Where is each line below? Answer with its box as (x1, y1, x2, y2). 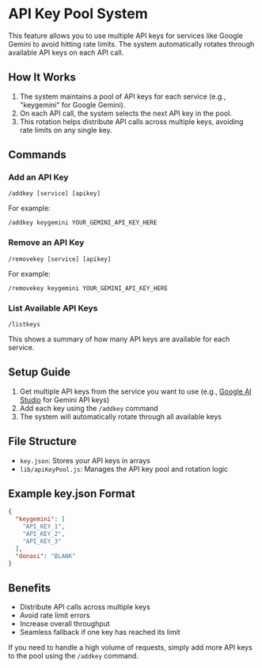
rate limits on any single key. (19, 125, 112, 134)
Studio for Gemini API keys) (19, 394, 110, 404)
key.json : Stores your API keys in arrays (19, 455, 150, 465)
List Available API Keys (8, 302, 98, 313)
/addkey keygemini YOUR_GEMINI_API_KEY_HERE (8, 219, 158, 227)
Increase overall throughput (19, 619, 111, 628)
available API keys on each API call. (8, 47, 124, 57)
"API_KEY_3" (22, 537, 62, 545)
